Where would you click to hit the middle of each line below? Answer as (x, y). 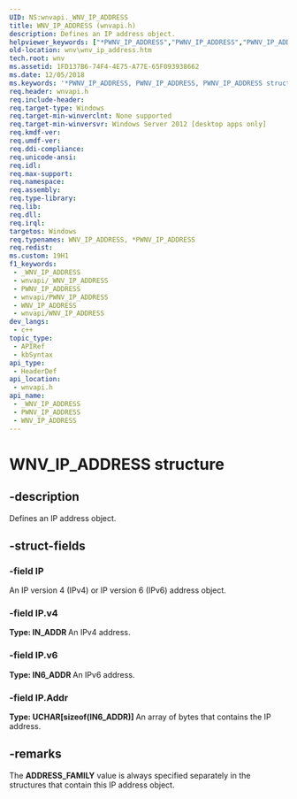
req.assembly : (35, 190)
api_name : (27, 396)
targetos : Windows (43, 231)
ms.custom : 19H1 (39, 256)
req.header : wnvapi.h (49, 91)
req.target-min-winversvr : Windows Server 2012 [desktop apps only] (138, 125)
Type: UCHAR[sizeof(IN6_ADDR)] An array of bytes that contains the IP (140, 717)
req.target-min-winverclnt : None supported (91, 116)
